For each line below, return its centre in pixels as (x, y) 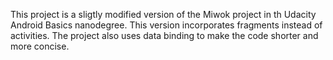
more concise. (40, 46)
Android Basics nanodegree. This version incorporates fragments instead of (166, 25)
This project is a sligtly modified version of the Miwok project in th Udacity (163, 14)
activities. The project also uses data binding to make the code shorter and (164, 35)
